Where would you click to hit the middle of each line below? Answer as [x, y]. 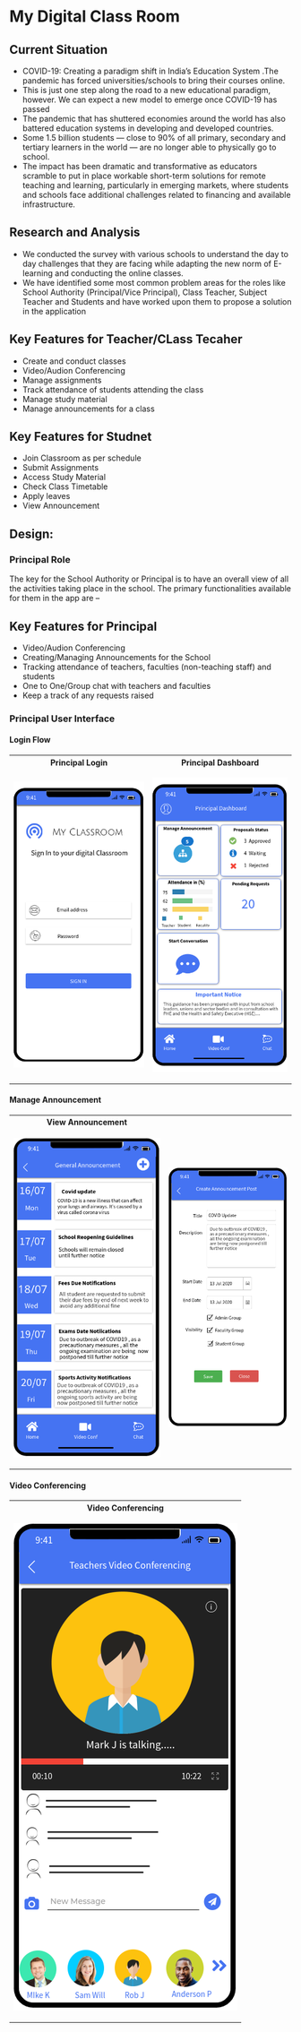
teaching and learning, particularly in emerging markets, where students [155, 185]
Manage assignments [62, 380]
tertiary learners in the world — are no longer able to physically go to [149, 147]
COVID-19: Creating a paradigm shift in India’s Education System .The [150, 71]
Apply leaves [46, 496]
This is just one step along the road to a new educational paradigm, [146, 90]
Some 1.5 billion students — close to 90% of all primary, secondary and [154, 138]
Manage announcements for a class [88, 409]
